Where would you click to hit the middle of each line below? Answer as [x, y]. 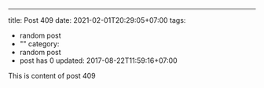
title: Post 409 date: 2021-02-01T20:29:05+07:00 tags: [97, 20]
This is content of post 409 [52, 76]
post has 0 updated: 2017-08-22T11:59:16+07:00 [99, 60]
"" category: [39, 44]
